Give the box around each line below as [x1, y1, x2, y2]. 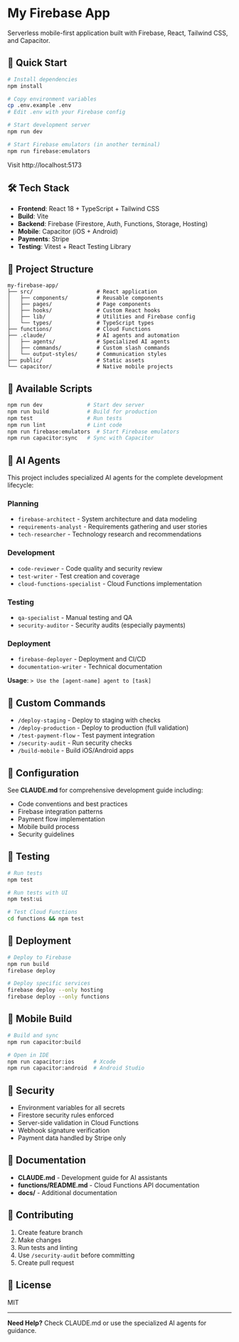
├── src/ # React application [7, 288, 158, 295]
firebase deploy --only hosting [7, 987, 103, 994]
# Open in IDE [7, 1051, 50, 1059]
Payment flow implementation [17, 815, 105, 823]
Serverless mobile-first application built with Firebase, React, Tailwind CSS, [7, 29, 228, 37]
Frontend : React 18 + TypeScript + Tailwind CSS [17, 205, 160, 213]
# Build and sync [7, 1032, 59, 1039]
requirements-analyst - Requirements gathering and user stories [17, 522, 208, 531]
